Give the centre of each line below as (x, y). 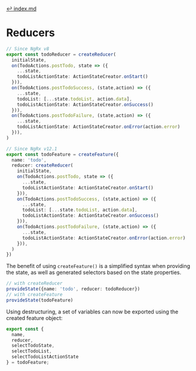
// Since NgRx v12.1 (32, 149)
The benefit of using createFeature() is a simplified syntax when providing (98, 266)
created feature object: (34, 318)
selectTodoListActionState (45, 357)
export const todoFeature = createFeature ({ (62, 154)
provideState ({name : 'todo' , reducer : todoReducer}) (73, 289)
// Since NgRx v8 (28, 49)
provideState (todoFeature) (40, 300)
